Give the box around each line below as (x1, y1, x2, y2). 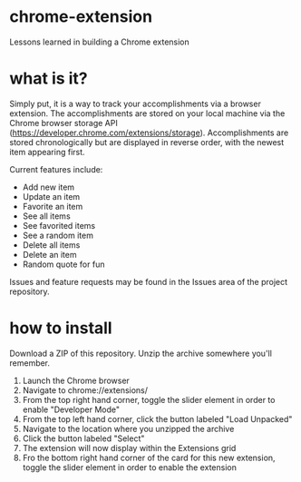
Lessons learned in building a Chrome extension (9, 36, 190, 47)
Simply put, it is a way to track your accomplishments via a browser (9, 98, 261, 109)
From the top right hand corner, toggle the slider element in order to (22, 394, 276, 405)
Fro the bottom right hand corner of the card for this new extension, (22, 452, 276, 463)
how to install (9, 318, 112, 339)
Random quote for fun (22, 259, 105, 270)
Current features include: (9, 163, 103, 174)
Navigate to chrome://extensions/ (22, 384, 148, 396)
